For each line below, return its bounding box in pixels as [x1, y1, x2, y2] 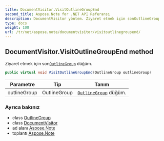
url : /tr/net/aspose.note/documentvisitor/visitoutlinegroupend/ [5, 30, 141, 35]
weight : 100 [5, 25, 29, 30]
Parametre [10, 81, 35, 88]
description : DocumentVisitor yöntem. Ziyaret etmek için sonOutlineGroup [5, 16, 161, 21]
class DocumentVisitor [12, 120, 58, 125]
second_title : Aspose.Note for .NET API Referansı [5, 12, 110, 17]
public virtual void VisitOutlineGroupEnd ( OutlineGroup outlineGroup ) [5, 70, 152, 75]
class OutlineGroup [12, 115, 51, 121]
